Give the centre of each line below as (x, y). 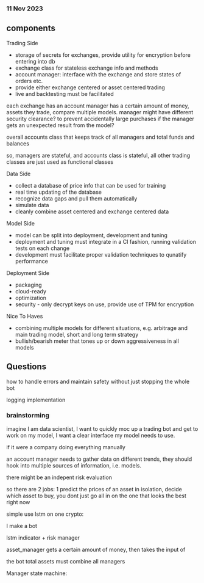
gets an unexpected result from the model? (60, 125)
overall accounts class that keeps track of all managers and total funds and (100, 137)
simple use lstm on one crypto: (45, 514)
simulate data (32, 205)
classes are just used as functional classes (60, 162)
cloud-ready (31, 291)
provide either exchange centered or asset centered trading (90, 87)
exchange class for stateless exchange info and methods (86, 68)
